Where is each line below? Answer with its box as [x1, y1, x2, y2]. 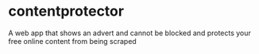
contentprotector [8, 2, 125, 20]
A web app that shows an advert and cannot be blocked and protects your [8, 28, 252, 38]
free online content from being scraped [8, 36, 137, 45]
